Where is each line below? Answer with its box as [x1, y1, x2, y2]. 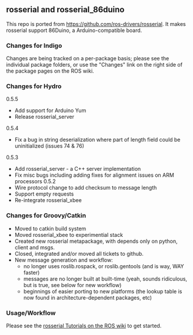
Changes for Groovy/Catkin [6, 212, 86, 220]
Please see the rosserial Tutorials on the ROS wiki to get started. [6, 322, 162, 329]
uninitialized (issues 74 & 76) [14, 142, 84, 149]
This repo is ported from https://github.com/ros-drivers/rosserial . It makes [6, 20, 187, 27]
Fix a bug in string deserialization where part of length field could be [14, 136, 181, 144]
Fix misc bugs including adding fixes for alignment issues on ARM [14, 171, 175, 179]
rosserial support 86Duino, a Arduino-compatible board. [6, 27, 142, 34]
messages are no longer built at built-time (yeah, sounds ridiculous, [23, 275, 187, 282]
